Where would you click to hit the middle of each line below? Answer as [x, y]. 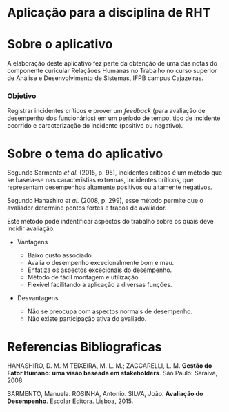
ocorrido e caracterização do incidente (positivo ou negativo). [95, 126]
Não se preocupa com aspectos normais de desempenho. [110, 311]
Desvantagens [38, 298]
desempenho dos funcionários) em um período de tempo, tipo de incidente [114, 118]
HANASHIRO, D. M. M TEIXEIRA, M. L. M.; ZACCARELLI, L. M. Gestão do [110, 366]
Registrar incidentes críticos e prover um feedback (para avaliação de [106, 111]
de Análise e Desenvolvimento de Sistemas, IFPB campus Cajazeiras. [105, 78]
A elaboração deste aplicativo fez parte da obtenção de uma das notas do [112, 63]
